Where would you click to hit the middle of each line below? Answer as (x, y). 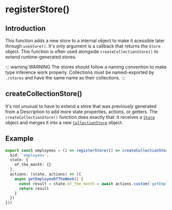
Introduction (26, 28)
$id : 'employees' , (30, 155)
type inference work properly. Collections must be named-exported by (80, 72)
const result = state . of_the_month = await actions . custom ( (84, 184)
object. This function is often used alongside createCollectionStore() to (82, 51)
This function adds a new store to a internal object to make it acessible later (85, 40)
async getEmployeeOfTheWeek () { (49, 179)
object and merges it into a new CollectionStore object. (64, 122)
